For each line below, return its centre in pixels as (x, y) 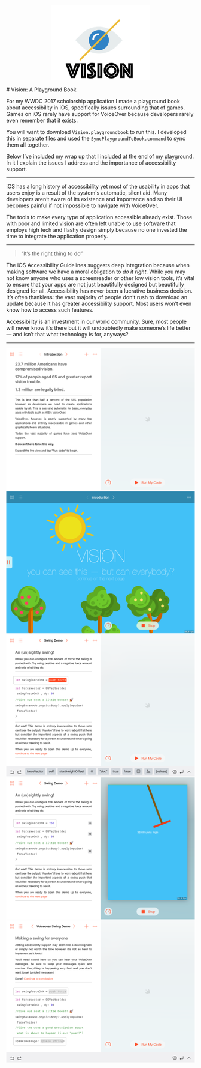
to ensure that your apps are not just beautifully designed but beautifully (95, 284)
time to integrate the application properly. (57, 236)
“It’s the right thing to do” (52, 253)
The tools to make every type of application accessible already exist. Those (99, 217)
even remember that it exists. (42, 120)
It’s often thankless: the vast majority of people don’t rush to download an (97, 297)
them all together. (28, 145)
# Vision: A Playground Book (41, 90)
